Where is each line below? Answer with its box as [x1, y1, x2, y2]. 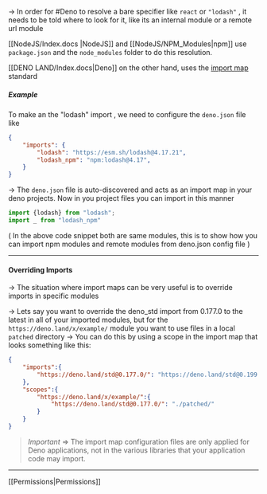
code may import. [27, 453, 86, 463]
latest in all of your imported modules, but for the [8, 315, 168, 325]
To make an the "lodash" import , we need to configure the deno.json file [8, 109, 246, 119]
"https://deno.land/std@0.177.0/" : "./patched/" [50, 400, 215, 409]
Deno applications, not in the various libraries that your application [27, 445, 246, 455]
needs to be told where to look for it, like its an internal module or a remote [8, 15, 253, 25]
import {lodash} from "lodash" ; [8, 209, 115, 218]
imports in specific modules [8, 291, 99, 301]
